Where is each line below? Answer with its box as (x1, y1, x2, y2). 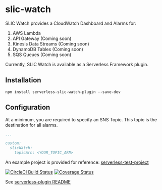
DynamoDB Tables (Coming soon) (12, 46, 83, 52)
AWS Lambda (12, 30, 41, 36)
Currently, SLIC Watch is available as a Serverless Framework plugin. (5, 61, 149, 67)
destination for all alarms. (5, 122, 58, 128)
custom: (5, 140, 22, 146)
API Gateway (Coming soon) (12, 35, 72, 41)
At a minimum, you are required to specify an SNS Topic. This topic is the (5, 116, 157, 122)
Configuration (5, 103, 50, 112)
